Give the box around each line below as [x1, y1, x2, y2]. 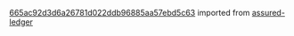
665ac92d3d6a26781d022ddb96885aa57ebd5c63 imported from [9, 8, 250, 18]
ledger [9, 17, 34, 27]
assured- [251, 8, 285, 18]
